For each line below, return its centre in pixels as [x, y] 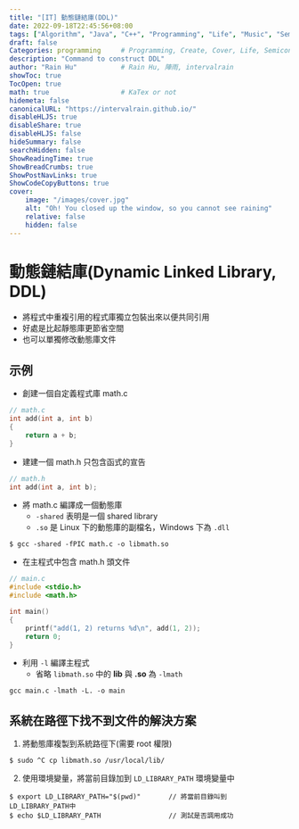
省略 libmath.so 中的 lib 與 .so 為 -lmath [109, 674]
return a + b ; [51, 435]
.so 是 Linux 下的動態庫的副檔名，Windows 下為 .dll [132, 527]
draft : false [33, 42]
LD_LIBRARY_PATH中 [43, 807]
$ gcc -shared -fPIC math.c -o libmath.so [89, 544]
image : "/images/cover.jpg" [77, 200]
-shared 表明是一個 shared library [97, 516]
